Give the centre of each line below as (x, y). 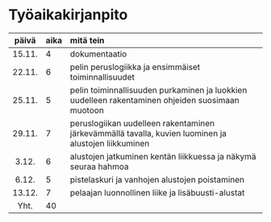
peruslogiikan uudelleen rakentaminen (142, 123)
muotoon (87, 110)
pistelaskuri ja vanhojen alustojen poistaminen (157, 179)
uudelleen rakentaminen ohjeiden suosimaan (154, 100)
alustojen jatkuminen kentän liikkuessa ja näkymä (163, 156)
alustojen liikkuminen (110, 143)
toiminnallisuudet (102, 76)
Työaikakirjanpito (68, 15)
